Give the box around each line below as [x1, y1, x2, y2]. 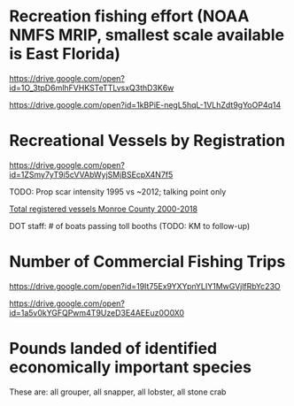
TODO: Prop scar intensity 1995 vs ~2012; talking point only [9, 186, 227, 196]
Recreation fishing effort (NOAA [9, 6, 250, 27]
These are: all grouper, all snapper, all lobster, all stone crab [9, 387, 227, 397]
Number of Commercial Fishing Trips [9, 252, 286, 272]
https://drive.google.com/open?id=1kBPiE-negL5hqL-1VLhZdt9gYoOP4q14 [9, 99, 282, 110]
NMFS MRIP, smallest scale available [9, 25, 285, 45]
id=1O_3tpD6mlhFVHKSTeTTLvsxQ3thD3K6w [9, 82, 174, 93]
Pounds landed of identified [9, 339, 218, 358]
